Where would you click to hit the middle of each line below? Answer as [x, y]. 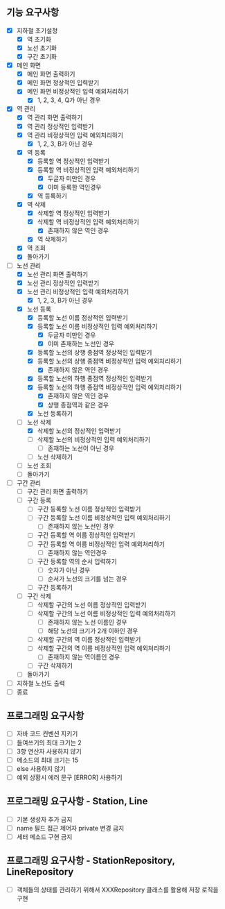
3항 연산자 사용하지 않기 [49, 751]
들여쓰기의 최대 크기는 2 [49, 742]
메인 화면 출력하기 [51, 74]
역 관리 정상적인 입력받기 [60, 126]
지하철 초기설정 [37, 31]
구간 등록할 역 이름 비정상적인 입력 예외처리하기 [101, 544]
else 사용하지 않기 [41, 768]
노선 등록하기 [55, 413]
